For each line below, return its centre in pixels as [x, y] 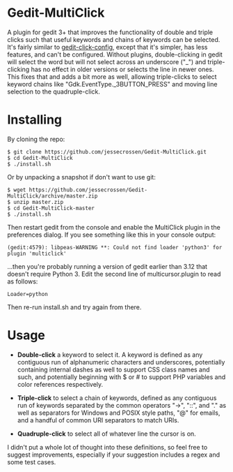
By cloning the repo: [36, 139]
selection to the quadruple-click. [54, 91]
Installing [35, 120]
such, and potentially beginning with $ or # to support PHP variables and [121, 377]
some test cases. [32, 462]
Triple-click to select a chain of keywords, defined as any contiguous [117, 398]
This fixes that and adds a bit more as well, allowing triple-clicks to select [112, 76]
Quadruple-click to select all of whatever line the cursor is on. [106, 434]
